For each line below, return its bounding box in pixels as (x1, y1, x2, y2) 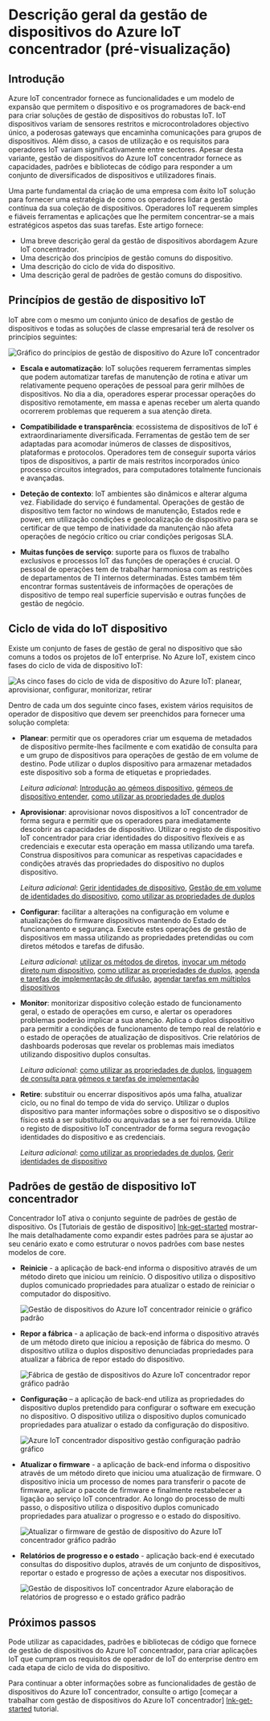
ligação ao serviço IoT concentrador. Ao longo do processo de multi (19, 1494, 245, 1504)
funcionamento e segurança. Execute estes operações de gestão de (19, 924, 247, 933)
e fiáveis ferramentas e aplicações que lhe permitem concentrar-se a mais (8, 212, 255, 221)
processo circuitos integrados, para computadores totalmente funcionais (19, 464, 262, 474)
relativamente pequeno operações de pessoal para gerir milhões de (19, 380, 245, 390)
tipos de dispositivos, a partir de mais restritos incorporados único (19, 455, 240, 465)
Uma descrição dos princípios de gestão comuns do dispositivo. (19, 253, 233, 263)
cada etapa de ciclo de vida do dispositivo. (8, 1663, 150, 1673)
